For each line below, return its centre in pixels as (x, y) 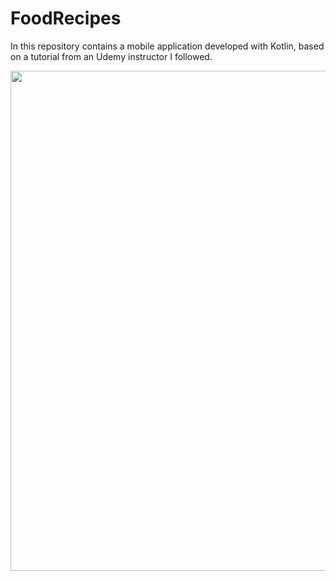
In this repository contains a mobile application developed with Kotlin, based (167, 46)
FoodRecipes (66, 18)
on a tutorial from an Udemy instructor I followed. (111, 56)
